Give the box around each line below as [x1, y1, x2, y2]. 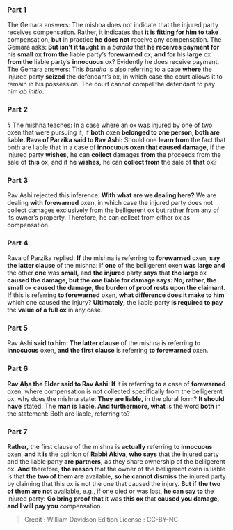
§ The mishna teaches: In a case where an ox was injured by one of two [7, 121, 213, 129]
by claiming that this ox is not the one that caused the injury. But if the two [7, 480, 221, 488]
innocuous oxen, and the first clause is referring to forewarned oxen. [7, 347, 209, 355]
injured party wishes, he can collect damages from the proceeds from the [7, 150, 221, 158]
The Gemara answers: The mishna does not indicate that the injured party [7, 21, 219, 29]
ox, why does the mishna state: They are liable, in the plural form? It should [7, 394, 225, 402]
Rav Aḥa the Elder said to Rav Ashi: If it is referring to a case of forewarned [7, 379, 226, 388]
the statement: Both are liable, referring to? [7, 409, 131, 418]
